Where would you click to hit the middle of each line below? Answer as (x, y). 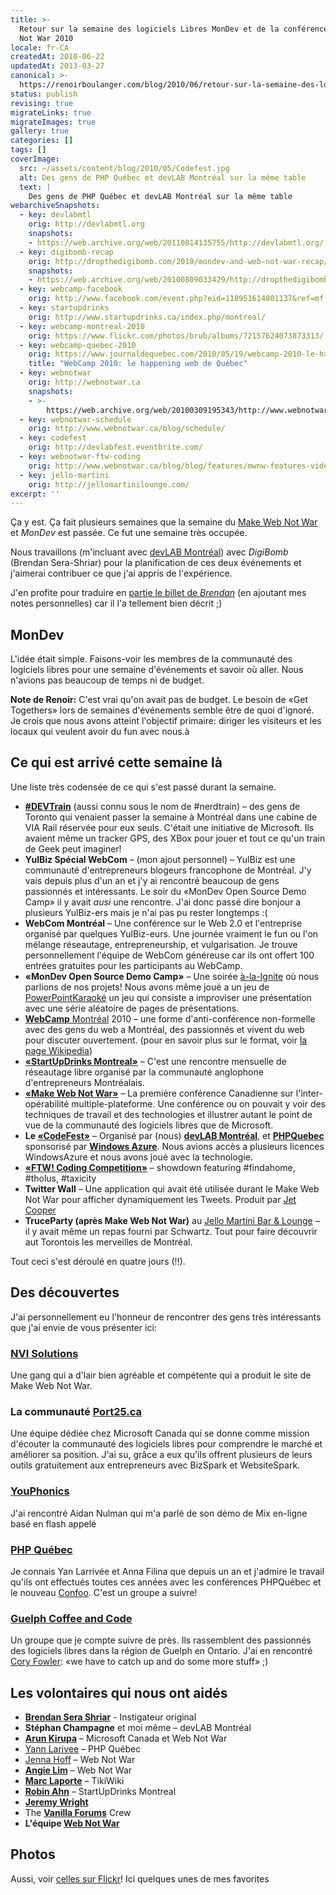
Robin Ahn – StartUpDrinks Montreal (100, 1791)
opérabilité (47, 1103)
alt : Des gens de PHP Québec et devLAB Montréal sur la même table (163, 177)
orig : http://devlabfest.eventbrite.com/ (115, 447)
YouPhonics (40, 1491)
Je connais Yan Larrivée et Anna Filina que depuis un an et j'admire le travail (167, 1571)
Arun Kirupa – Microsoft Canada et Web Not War (126, 1738)
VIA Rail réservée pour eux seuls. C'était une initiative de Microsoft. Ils (169, 827)
